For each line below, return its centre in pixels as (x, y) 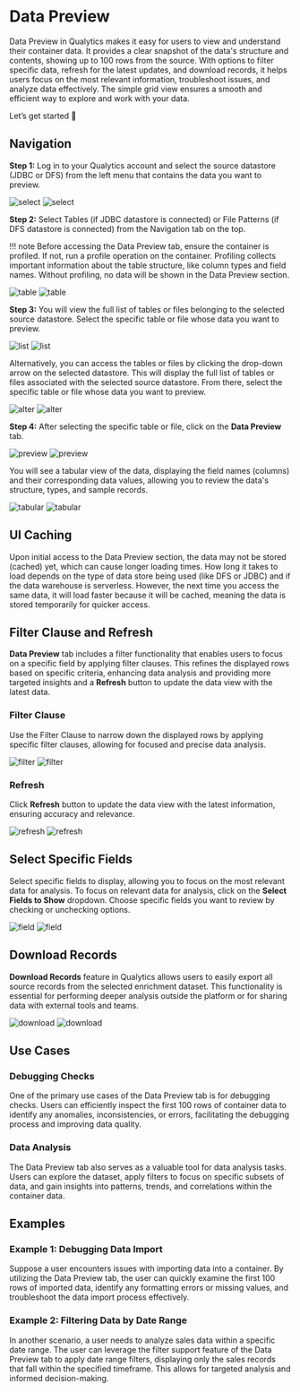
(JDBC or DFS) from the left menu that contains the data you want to (136, 175)
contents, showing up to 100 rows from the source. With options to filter (142, 60)
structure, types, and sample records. (79, 489)
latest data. (30, 692)
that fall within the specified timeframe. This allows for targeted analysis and (150, 1369)
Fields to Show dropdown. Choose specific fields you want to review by (142, 900)
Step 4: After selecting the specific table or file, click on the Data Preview (146, 426)
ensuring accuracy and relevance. (72, 813)
